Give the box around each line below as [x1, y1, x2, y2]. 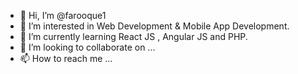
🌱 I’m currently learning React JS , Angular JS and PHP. [19, 31, 248, 42]
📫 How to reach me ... [19, 53, 113, 64]
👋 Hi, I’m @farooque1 [19, 10, 107, 21]
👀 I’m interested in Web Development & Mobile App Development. [19, 20, 290, 32]
